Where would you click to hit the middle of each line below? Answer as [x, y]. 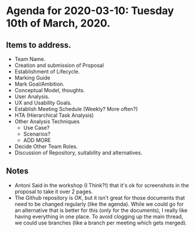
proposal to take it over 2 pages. [54, 191]
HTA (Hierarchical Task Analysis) [54, 115]
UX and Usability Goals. [43, 103]
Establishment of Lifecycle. [47, 71]
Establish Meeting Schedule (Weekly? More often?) [76, 109]
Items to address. [39, 45]
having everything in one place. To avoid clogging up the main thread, [99, 216]
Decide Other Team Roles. [46, 146]
